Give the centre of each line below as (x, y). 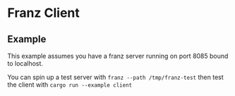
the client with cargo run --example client (70, 85)
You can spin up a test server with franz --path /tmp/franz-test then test (115, 77)
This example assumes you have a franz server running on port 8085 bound (118, 56)
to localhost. (25, 64)
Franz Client (43, 13)
